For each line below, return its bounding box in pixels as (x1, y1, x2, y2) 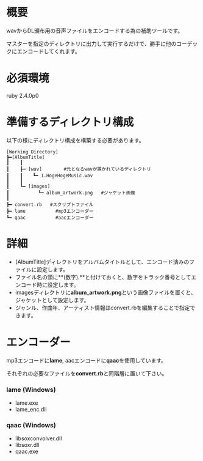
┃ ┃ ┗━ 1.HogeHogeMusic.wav (6, 172, 93, 179)
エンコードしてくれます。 (16, 47, 80, 55)
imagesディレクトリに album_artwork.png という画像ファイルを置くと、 (15, 289, 196, 296)
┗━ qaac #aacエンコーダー (6, 215, 94, 221)
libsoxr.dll (15, 441, 40, 449)
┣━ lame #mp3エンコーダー (6, 208, 94, 214)
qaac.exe (15, 448, 38, 455)
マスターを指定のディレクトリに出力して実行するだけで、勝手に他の (6, 40, 177, 47)
